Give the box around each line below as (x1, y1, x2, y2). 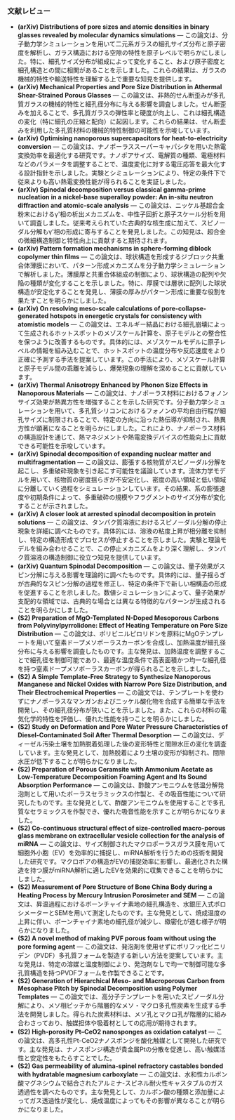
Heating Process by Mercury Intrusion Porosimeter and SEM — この (17, 891, 219, 900)
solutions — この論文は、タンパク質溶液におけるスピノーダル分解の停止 (17, 518, 227, 527)
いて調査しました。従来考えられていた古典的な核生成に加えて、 (17, 219, 201, 228)
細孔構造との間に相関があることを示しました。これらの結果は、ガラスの (17, 66, 227, 74)
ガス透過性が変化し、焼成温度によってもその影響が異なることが (29, 1097, 213, 1105)
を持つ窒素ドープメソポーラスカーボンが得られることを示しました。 (17, 665, 214, 673)
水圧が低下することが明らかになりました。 (17, 757, 141, 766)
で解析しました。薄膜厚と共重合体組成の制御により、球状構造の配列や (17, 270, 220, 279)
